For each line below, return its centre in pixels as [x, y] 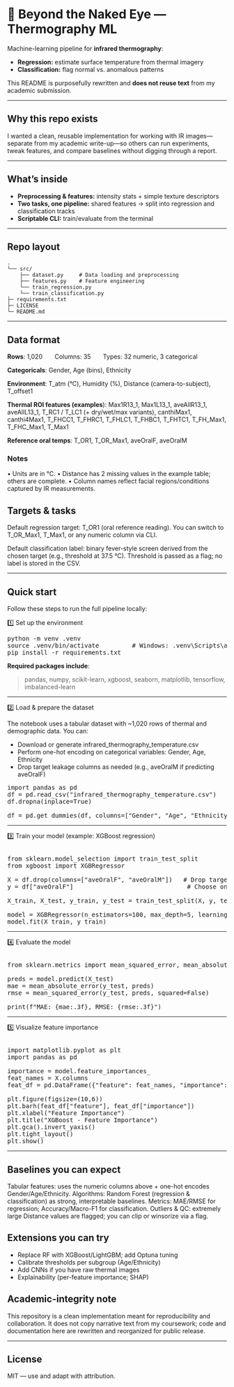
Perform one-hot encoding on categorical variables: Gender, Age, [111, 752]
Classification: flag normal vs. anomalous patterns [91, 69]
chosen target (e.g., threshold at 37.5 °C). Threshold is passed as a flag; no [115, 556]
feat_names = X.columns [48, 1078]
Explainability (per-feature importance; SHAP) [83, 1277]
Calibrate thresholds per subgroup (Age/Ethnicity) [89, 1262]
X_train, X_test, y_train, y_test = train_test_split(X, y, [112, 901]
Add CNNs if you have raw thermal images [78, 1270]
